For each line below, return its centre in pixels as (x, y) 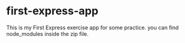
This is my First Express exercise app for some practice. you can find (92, 27)
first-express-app (52, 11)
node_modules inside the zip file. (48, 33)
